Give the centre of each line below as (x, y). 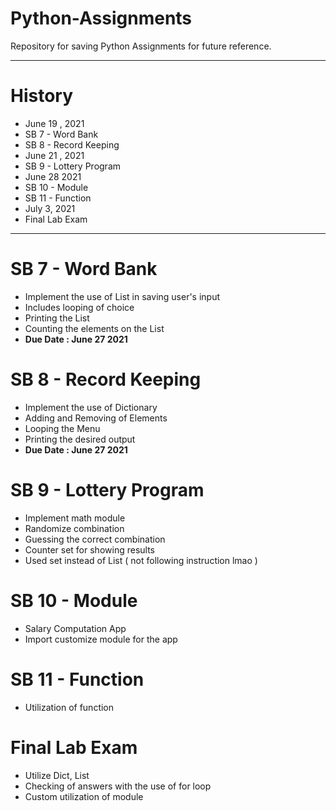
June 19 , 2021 (54, 123)
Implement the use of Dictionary (91, 407)
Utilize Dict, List (57, 775)
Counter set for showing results (89, 549)
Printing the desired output (80, 439)
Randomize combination (74, 528)
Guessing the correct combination (95, 539)
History (42, 96)
